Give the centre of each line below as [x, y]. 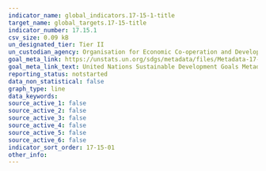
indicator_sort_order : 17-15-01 [61, 147]
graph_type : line [37, 89]
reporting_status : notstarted [58, 74]
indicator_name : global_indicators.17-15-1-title [92, 15]
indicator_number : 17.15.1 [53, 30]
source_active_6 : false [47, 140]
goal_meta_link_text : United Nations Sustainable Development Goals [123, 67]
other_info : [28, 154]
